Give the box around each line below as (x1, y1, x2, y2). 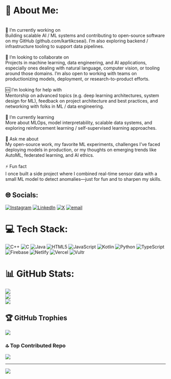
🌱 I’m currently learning (5, 114, 54, 120)
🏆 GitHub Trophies (5, 314, 68, 322)
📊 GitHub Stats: (5, 268, 75, 279)
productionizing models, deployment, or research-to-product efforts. (5, 76, 150, 82)
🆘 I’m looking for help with (5, 86, 62, 92)
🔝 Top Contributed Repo (5, 342, 66, 349)
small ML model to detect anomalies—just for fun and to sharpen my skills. (5, 176, 162, 182)
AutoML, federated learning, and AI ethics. (5, 152, 94, 158)
